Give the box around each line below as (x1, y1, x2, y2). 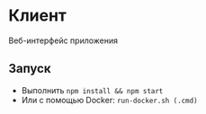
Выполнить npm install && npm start (21, 84, 164, 95)
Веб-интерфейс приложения (8, 35, 119, 46)
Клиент (8, 5, 67, 26)
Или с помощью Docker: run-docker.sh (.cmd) (21, 94, 199, 105)
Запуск (8, 61, 51, 76)
